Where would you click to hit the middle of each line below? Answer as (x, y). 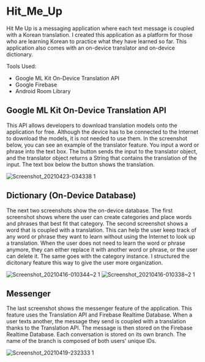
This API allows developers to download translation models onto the (92, 125)
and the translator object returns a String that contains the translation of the (102, 158)
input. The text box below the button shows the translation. (80, 164)
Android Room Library (43, 91)
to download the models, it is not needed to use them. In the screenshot (97, 138)
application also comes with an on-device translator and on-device (91, 48)
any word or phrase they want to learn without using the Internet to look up (101, 236)
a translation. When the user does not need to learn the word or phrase (96, 243)
